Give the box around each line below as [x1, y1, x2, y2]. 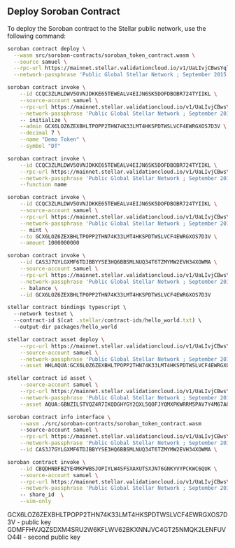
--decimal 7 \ [20, 130, 61, 137]
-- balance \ [20, 285, 58, 292]
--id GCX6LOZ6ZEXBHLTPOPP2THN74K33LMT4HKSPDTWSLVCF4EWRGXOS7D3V [20, 291, 211, 299]
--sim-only [20, 498, 52, 505]
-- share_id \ [20, 491, 64, 498]
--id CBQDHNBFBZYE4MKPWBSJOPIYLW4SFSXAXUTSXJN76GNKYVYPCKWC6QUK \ [20, 465, 218, 472]
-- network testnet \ [13, 310, 73, 317]
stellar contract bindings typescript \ [7, 304, 127, 311]
